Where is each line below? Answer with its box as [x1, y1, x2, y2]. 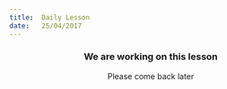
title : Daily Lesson [9, 12, 91, 22]
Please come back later [107, 70, 195, 81]
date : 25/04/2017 [9, 21, 83, 30]
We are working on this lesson [83, 51, 218, 63]
